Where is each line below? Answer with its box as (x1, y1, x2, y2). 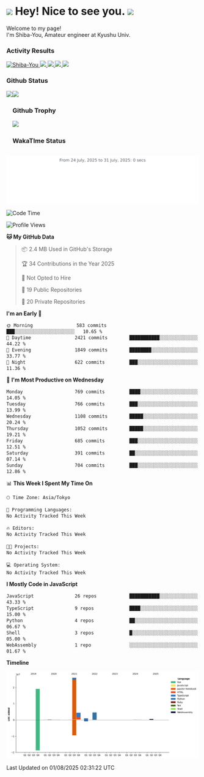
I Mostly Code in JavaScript (6, 581, 78, 588)
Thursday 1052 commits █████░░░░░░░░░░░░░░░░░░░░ (6, 426, 199, 432)
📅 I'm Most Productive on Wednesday (6, 376, 104, 384)
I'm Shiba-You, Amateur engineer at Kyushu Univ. (6, 31, 131, 38)
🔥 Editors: (6, 526, 35, 532)
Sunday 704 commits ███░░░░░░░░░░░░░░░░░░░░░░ (6, 462, 199, 469)
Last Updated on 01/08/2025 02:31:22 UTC (6, 764, 115, 771)
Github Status (6, 77, 48, 85)
